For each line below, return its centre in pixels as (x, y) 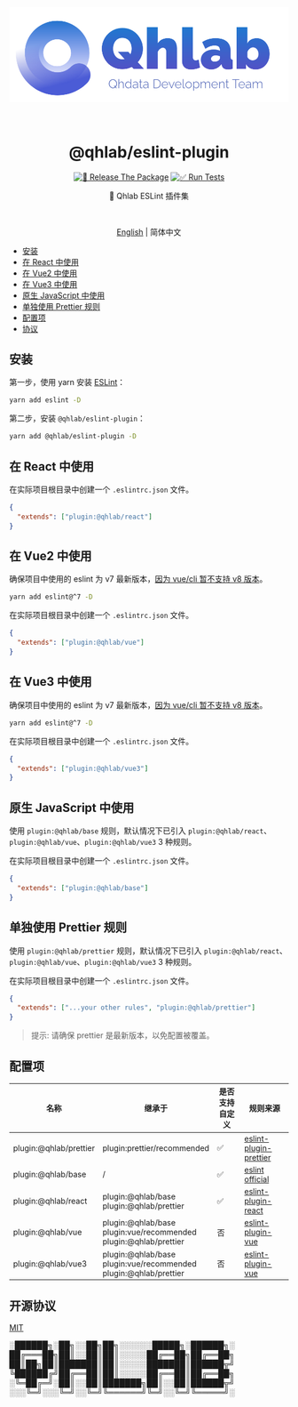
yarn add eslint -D (45, 400)
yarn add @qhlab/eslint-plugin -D (73, 437)
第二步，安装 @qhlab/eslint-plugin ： (78, 418)
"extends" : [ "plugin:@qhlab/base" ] (83, 888)
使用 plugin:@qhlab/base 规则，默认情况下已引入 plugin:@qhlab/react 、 (141, 831)
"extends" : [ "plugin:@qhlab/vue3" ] (83, 768)
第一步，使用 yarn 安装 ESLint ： (67, 382)
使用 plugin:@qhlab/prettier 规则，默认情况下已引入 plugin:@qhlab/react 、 (149, 951)
